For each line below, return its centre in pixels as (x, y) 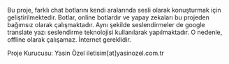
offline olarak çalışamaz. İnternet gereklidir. (69, 40)
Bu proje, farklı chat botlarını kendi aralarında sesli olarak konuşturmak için (114, 10)
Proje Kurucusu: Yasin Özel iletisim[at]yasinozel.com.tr (86, 53)
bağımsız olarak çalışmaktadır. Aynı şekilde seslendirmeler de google (106, 25)
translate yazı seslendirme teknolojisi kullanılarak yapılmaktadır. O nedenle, (115, 32)
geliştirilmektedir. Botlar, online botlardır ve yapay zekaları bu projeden (108, 17)
